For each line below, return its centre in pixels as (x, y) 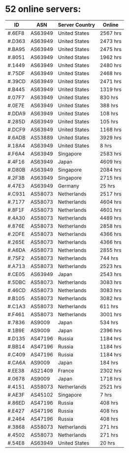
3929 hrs (111, 137)
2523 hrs (111, 266)
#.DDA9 (17, 113)
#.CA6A (17, 362)
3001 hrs (111, 314)
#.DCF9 (16, 130)
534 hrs (109, 322)
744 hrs (109, 258)
